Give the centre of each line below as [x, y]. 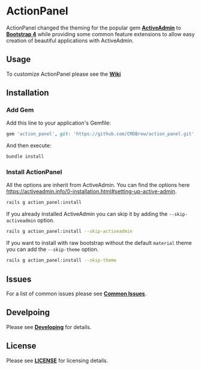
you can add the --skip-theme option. [52, 249]
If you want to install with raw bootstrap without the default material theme [99, 243]
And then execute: [29, 146]
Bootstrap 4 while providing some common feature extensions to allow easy [100, 34]
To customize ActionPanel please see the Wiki [64, 74]
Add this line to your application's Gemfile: [58, 123]
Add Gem [20, 110]
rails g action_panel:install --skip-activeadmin [70, 232]
